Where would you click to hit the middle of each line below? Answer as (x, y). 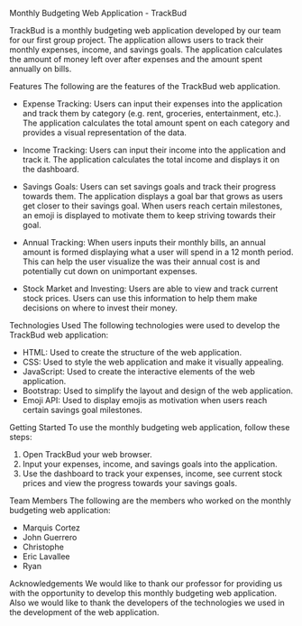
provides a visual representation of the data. (105, 133)
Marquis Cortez (51, 528)
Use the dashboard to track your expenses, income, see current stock (152, 474)
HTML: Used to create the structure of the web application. (132, 352)
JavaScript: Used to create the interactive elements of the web (138, 372)
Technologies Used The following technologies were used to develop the (145, 325)
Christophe (43, 547)
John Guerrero (50, 537)
